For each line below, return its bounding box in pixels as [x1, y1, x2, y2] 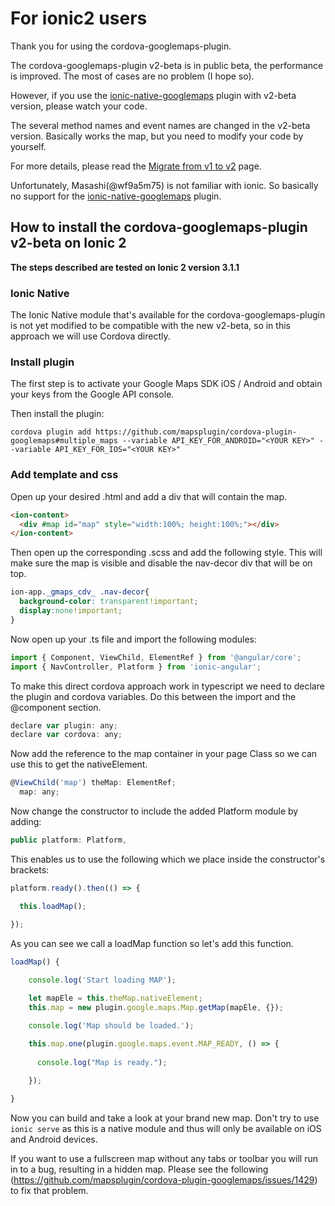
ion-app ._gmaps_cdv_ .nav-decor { [10, 587, 150, 597]
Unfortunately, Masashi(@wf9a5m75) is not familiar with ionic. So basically [10, 179, 319, 191]
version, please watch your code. [10, 100, 148, 112]
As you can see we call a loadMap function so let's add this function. [10, 937, 294, 949]
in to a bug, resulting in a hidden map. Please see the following [10, 1163, 269, 1176]
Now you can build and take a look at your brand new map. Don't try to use [10, 1112, 320, 1124]
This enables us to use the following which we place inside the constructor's [10, 853, 326, 865]
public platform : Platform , [10, 835, 128, 846]
